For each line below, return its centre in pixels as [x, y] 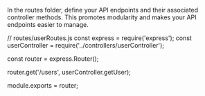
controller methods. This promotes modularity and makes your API [102, 17]
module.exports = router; [43, 85]
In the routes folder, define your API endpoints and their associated [103, 10]
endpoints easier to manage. [48, 25]
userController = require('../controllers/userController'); [86, 45]
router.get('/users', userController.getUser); [69, 72]
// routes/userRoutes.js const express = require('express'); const [99, 38]
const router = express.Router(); [53, 59]
